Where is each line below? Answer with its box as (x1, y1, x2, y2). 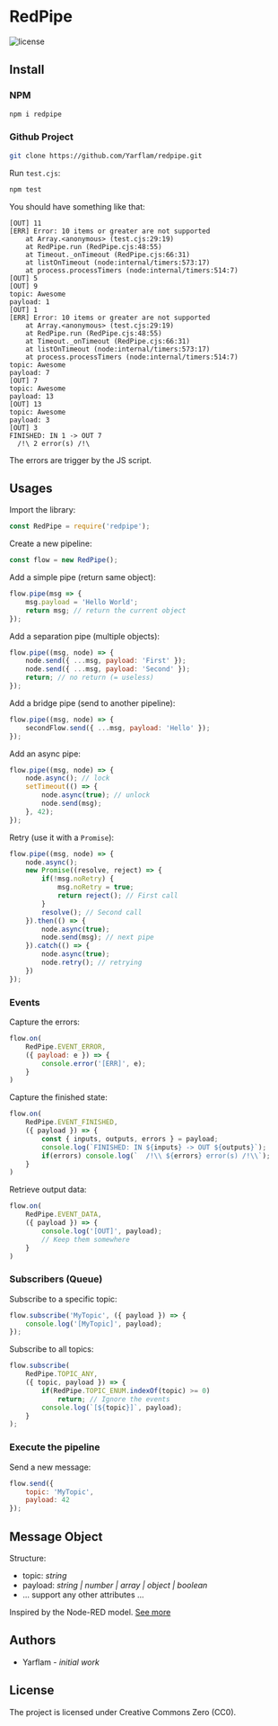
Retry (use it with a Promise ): (9, 832, 115, 843)
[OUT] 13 (9, 399, 42, 408)
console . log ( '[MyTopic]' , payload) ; (25, 1319, 163, 1328)
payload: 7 (9, 368, 50, 377)
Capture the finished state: (9, 1092, 108, 1103)
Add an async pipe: (9, 748, 81, 759)
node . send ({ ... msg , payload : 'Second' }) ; (25, 665, 191, 674)
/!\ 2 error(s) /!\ (17, 439, 91, 448)
